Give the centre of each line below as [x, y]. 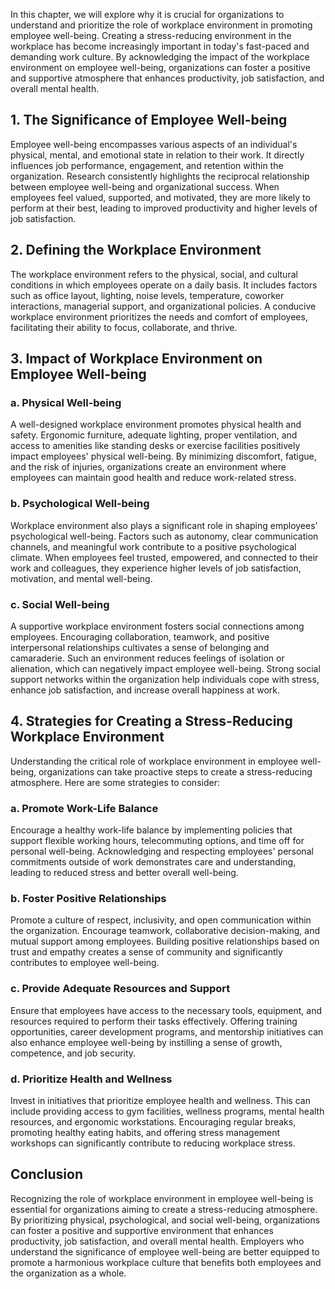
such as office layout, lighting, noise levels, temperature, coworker [147, 295]
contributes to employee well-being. [85, 963]
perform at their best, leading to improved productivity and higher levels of [164, 208]
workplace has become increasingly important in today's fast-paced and [160, 46]
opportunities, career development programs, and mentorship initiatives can [167, 1031]
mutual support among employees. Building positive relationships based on [165, 941]
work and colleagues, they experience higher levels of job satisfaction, [156, 568]
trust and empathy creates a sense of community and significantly [146, 952]
